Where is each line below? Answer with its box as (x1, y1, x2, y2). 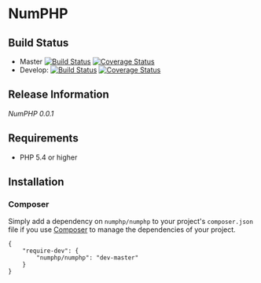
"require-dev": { (22, 247, 79, 255)
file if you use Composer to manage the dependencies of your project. (8, 225, 236, 234)
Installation (8, 175, 64, 189)
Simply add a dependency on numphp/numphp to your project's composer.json (8, 217, 254, 226)
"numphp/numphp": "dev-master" (36, 254, 139, 262)
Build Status (8, 36, 69, 50)
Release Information (8, 88, 110, 101)
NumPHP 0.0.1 (8, 108, 54, 118)
